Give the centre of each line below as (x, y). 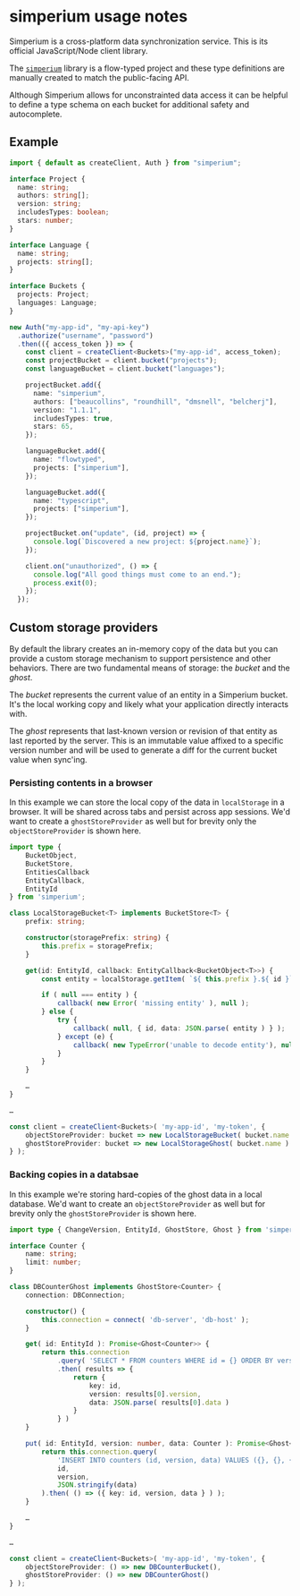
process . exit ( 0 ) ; (65, 583)
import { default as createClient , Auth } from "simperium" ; (125, 163)
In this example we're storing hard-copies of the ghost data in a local (136, 1194)
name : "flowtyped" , (69, 459)
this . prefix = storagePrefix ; (97, 946)
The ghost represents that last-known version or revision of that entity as (144, 730)
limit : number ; (54, 1263)
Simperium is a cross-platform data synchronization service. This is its (139, 41)
